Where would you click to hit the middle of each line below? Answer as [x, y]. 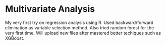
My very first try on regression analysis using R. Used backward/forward [79, 22]
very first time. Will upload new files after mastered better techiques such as [83, 33]
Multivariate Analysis [50, 9]
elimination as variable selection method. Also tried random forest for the [80, 27]
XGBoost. [15, 38]
